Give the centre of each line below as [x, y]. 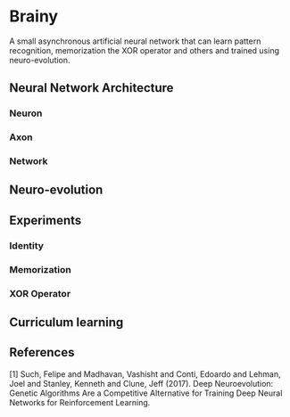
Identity [27, 245]
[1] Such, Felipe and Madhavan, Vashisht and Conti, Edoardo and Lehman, [145, 374]
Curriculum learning [66, 323]
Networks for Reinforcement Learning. [80, 402]
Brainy [34, 16]
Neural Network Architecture [91, 88]
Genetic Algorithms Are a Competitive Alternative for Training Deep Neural [146, 393]
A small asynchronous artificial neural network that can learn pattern [135, 41]
